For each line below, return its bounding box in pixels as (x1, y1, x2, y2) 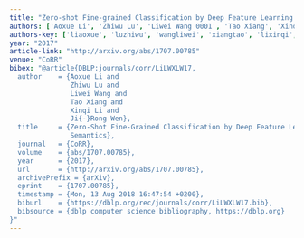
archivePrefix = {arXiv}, (17, 173, 116, 182)
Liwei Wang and (70, 89, 128, 98)
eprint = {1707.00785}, (17, 182, 119, 191)
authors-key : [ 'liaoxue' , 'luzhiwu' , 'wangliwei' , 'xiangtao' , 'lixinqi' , (9, 30, 298, 39)
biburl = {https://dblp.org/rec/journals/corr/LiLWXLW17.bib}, (17, 198, 273, 208)
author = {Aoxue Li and (17, 72, 119, 81)
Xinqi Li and (70, 106, 119, 115)
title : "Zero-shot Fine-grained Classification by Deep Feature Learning (9, 13, 294, 23)
